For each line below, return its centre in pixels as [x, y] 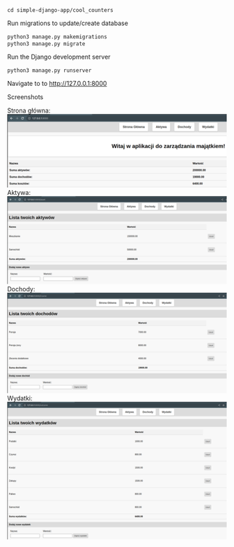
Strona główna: [29, 110]
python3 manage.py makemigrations [57, 37]
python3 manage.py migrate [46, 44]
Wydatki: [20, 398]
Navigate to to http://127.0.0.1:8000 [57, 83]
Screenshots [25, 97]
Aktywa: [19, 193]
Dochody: [21, 289]
